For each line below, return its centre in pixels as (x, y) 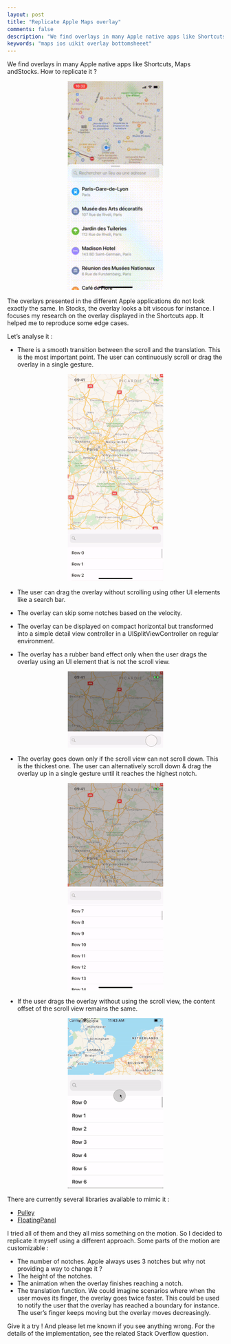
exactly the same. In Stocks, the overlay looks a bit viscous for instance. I (111, 309)
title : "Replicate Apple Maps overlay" (64, 22)
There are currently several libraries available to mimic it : (88, 1199)
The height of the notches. (55, 1276)
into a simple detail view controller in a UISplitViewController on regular (118, 634)
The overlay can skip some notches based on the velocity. (99, 613)
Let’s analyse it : (30, 337)
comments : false (30, 29)
